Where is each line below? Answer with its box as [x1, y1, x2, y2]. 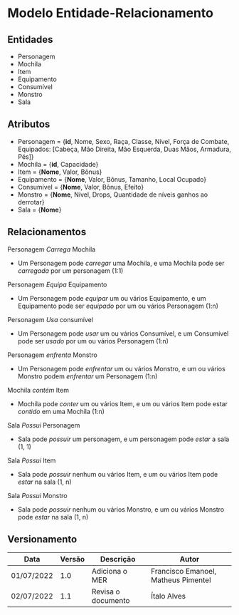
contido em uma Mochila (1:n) [17, 407, 105, 415]
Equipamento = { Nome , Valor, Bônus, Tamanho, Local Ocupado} [17, 175, 207, 183]
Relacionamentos [7, 226, 87, 238]
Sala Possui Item [7, 456, 56, 465]
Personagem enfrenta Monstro [7, 351, 97, 359]
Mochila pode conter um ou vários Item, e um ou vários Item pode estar [17, 399, 228, 408]
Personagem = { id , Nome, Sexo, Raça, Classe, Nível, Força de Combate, [17, 137, 230, 145]
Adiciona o [91, 567, 128, 577]
